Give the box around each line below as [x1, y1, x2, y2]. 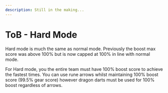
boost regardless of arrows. [5, 82, 63, 88]
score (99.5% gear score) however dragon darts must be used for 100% [5, 76, 155, 83]
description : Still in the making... [5, 7, 85, 13]
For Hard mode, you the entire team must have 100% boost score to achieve [5, 66, 163, 72]
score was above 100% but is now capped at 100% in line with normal [5, 51, 150, 57]
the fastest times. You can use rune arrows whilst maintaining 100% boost [5, 71, 158, 77]
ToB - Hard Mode [5, 29, 77, 40]
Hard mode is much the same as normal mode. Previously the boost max [5, 46, 156, 52]
